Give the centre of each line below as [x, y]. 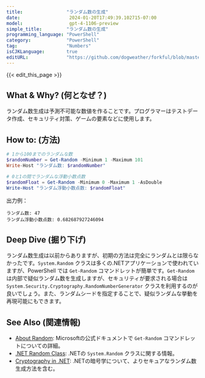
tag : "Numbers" [49, 46]
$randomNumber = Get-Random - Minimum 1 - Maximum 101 [75, 160]
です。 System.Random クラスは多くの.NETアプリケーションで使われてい [110, 263]
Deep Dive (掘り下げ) [46, 239]
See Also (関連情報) [44, 322]
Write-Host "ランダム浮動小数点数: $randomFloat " [66, 188]
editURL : [17, 57]
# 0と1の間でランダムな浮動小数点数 [46, 177]
